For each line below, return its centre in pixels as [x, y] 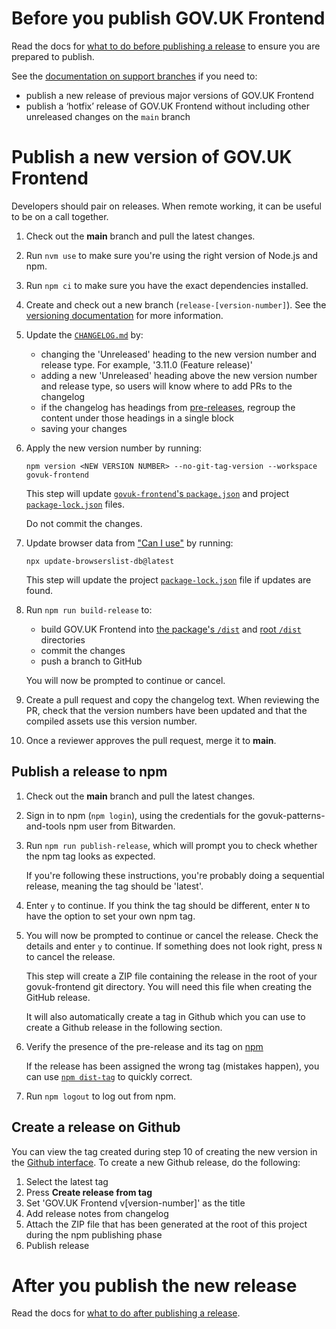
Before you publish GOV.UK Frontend [168, 18]
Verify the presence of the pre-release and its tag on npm [144, 1046]
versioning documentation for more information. [124, 315]
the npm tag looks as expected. [90, 856]
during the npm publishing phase [94, 1234]
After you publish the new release [154, 1285]
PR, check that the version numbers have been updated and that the [166, 710]
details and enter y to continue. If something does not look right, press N [174, 946]
